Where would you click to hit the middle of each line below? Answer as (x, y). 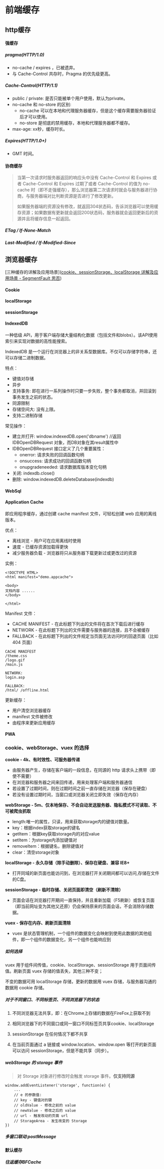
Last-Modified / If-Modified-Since (40, 243)
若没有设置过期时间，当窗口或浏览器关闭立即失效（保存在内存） (76, 794)
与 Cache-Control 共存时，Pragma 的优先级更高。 (62, 74)
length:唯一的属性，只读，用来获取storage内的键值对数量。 (72, 821)
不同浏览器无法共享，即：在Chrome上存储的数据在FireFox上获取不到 (81, 1013)
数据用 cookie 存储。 (26, 987)
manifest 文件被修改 (32, 716)
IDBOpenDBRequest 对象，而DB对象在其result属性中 (65, 443)
